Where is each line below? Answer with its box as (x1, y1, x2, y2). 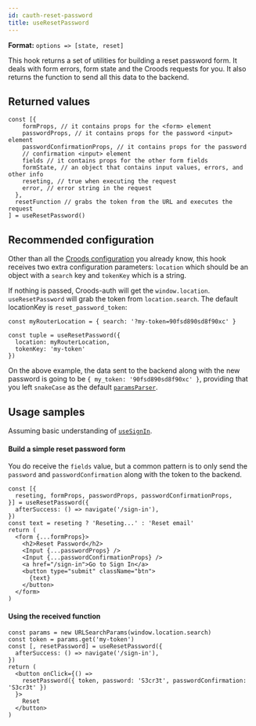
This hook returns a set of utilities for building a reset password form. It (8, 56, 237, 65)
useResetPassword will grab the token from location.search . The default (8, 294, 239, 304)
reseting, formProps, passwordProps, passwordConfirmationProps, (15, 492, 233, 500)
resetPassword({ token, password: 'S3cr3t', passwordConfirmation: (22, 677, 247, 685)
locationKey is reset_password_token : (8, 303, 128, 312)
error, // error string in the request (22, 184, 153, 192)
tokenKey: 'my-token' (15, 345, 86, 353)
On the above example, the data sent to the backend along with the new (8, 366, 240, 375)
